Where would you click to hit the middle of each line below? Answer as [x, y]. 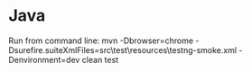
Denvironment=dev [44, 59]
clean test [100, 59]
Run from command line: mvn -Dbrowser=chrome [101, 40]
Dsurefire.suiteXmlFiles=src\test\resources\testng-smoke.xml [122, 49]
